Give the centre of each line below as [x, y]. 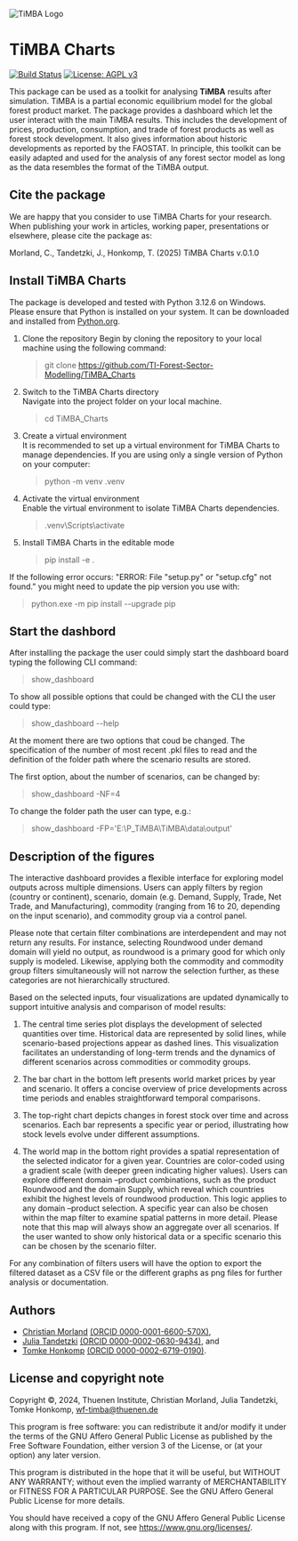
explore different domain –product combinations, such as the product [149, 1180]
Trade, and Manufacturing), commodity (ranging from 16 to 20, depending [145, 907]
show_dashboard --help [75, 723]
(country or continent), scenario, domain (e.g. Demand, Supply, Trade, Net [145, 897]
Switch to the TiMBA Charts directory [90, 391]
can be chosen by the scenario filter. [89, 1247]
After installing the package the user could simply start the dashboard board [149, 653]
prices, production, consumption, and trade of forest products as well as [142, 129]
